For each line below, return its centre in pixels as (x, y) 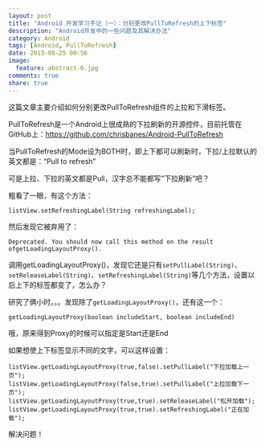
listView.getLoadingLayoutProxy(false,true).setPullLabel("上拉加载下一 (129, 384)
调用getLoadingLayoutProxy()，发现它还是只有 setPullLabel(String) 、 (125, 264)
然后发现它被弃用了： (43, 227)
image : (19, 61)
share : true (28, 83)
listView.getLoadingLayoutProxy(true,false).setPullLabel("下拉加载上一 (129, 366)
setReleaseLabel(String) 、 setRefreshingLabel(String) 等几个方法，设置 (128, 275)
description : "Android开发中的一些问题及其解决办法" (90, 31)
